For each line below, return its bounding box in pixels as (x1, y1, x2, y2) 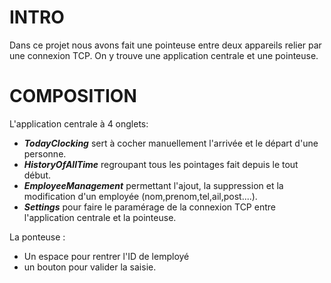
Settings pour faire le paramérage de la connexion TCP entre (23, 201, 276, 213)
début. (23, 169, 51, 181)
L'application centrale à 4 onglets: (9, 117, 149, 130)
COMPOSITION (9, 85, 137, 108)
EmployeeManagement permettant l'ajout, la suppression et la (23, 179, 284, 191)
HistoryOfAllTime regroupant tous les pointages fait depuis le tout (23, 158, 299, 170)
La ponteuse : (9, 231, 66, 243)
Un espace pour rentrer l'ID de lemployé (23, 250, 190, 262)
